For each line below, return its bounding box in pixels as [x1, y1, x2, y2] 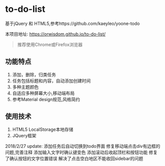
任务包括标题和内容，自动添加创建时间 [12, 78, 91, 84]
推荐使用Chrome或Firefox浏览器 [17, 41, 83, 48]
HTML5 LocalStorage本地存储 [12, 126, 73, 132]
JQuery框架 [12, 132, 37, 138]
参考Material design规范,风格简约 [12, 96, 80, 102]
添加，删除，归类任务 [12, 71, 56, 77]
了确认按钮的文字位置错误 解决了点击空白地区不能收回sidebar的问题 [5, 155, 144, 162]
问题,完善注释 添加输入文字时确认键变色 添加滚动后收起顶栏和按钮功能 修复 [5, 149, 158, 155]
